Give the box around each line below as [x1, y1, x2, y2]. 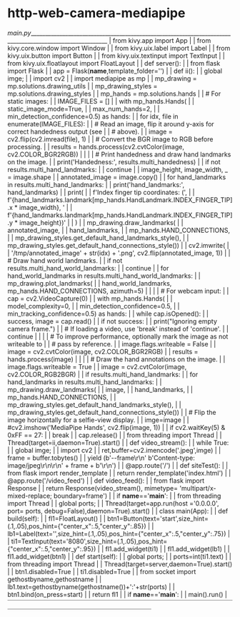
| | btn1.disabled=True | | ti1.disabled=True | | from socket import [7, 567, 196, 576]
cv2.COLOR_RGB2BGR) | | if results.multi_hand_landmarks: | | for [7, 370, 199, 378]
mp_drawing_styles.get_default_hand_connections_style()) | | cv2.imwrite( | [7, 241, 230, 249]
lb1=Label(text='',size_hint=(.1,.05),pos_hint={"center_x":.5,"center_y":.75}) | [7, 529, 231, 538]
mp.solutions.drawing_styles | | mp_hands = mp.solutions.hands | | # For [7, 89, 221, 98]
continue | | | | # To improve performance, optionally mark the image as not [7, 332, 229, 341]
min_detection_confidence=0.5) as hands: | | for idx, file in [7, 112, 179, 121]
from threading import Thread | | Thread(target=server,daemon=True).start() [7, 559, 233, 568]
